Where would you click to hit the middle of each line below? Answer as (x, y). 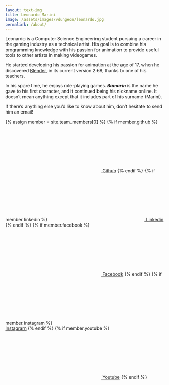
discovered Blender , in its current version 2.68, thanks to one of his (76, 71)
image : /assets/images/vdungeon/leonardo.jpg (54, 19)
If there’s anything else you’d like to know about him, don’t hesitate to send (84, 107)
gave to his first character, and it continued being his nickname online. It (81, 91)
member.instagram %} (29, 323)
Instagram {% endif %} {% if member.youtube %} (57, 328)
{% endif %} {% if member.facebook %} (48, 225)
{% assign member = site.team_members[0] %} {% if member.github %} (82, 122)
